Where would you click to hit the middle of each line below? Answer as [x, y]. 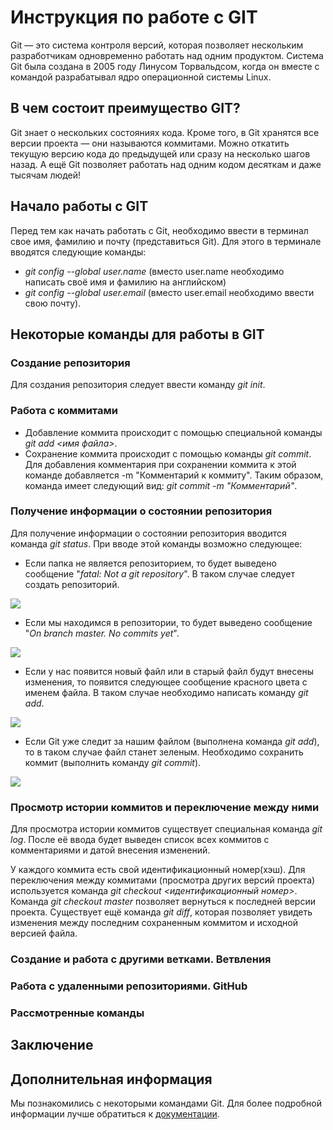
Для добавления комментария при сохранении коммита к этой [160, 464]
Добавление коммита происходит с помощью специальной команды [173, 432]
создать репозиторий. [72, 584]
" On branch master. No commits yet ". [102, 633]
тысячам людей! [46, 175]
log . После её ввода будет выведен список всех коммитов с [140, 840]
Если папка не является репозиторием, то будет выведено [150, 563]
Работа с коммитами [64, 411]
